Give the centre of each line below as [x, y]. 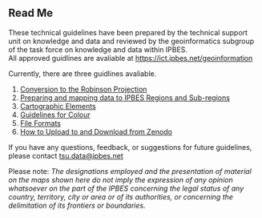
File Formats [40, 123]
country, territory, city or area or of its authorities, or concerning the [121, 196]
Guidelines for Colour [55, 115]
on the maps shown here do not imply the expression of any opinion [121, 180]
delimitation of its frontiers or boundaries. [77, 205]
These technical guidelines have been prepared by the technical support [128, 32]
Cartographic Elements [58, 106]
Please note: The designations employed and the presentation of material [130, 171]
